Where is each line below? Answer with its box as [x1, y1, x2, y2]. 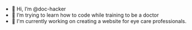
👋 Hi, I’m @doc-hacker [11, 6, 66, 12]
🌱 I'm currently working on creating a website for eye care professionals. [11, 18, 187, 24]
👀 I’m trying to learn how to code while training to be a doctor [11, 12, 159, 18]
